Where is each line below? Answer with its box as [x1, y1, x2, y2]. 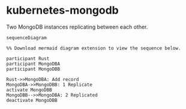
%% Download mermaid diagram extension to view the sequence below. [6, 45, 181, 51]
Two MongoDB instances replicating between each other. [6, 23, 148, 30]
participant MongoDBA [6, 61, 61, 67]
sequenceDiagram [6, 35, 47, 41]
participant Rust [6, 55, 50, 61]
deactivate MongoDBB [6, 97, 58, 103]
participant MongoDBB [6, 66, 61, 72]
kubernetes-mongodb [6, 4, 119, 17]
